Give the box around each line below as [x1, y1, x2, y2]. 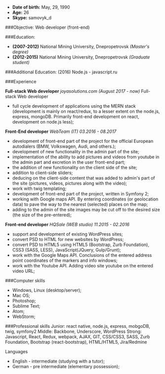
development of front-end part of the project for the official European [12, 138, 154, 144]
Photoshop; [12, 298, 36, 304]
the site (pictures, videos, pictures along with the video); [12, 181, 127, 186]
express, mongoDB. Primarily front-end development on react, [12, 114, 139, 120]
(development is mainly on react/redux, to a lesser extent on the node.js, [12, 109, 160, 114]
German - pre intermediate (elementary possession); [12, 364, 120, 369]
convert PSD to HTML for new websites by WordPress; [12, 237, 124, 242]
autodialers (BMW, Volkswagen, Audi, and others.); [12, 143, 116, 149]
